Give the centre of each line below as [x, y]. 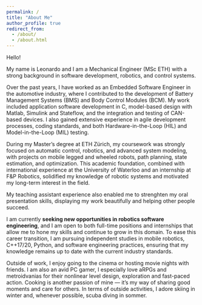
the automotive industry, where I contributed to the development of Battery [100, 94]
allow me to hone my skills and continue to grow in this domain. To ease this [101, 232]
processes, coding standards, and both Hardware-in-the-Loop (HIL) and [97, 126]
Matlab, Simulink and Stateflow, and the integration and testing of [88, 113]
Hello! [14, 57]
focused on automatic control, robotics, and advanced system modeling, [97, 150]
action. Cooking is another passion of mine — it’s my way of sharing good [98, 282]
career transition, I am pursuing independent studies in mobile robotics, [96, 238]
